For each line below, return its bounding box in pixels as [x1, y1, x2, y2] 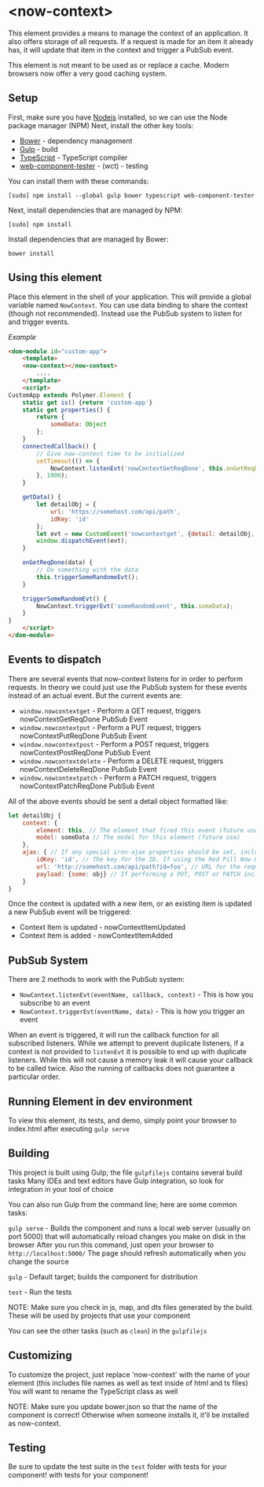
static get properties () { [22, 406, 111, 414]
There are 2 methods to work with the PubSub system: [8, 975, 185, 984]
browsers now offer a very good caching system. [8, 68, 167, 78]
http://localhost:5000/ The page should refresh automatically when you [8, 1248, 246, 1257]
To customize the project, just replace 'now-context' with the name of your [8, 1370, 251, 1379]
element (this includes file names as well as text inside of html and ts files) [8, 1378, 249, 1387]
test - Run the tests [8, 1287, 72, 1297]
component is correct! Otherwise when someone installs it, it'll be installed [8, 1410, 249, 1419]
